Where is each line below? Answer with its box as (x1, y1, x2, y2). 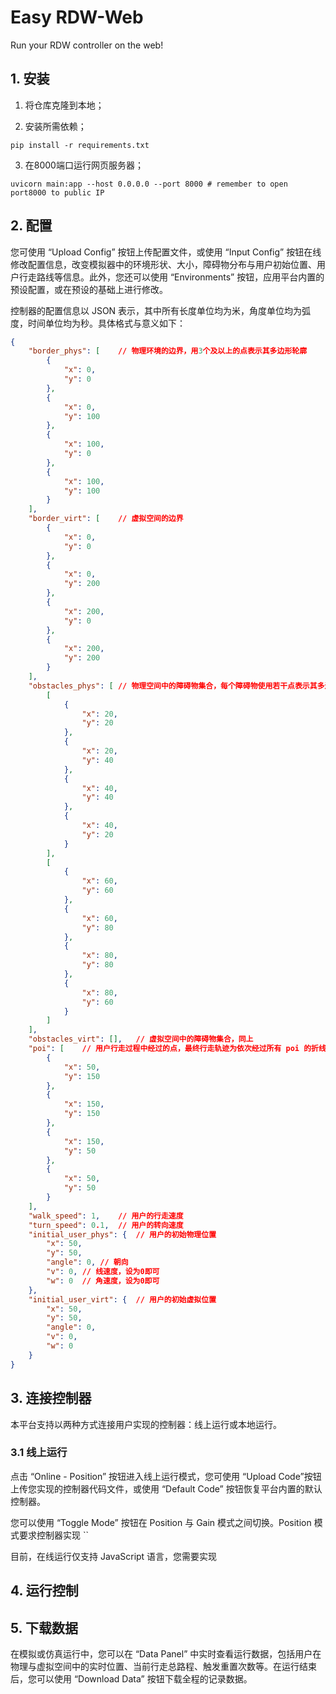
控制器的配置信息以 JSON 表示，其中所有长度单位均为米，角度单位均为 (10, 304, 303, 316)
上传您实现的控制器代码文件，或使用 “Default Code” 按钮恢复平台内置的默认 (10, 1482, 323, 1495)
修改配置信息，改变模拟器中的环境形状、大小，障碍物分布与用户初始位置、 (10, 258, 317, 270)
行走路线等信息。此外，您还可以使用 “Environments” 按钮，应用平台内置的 (18, 271, 325, 283)
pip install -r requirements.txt (10, 140, 150, 150)
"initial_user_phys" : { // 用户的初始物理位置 (28, 1229, 217, 1240)
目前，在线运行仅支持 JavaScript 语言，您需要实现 (10, 1550, 218, 1562)
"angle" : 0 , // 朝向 (46, 1257, 129, 1268)
